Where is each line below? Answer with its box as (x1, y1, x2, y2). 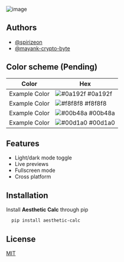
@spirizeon (14, 39, 43, 46)
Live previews (14, 161, 49, 168)
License (6, 234, 36, 244)
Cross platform (14, 173, 51, 180)
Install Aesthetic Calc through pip (6, 206, 89, 213)
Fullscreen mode (14, 167, 56, 174)
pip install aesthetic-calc (11, 218, 81, 223)
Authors (6, 23, 37, 33)
